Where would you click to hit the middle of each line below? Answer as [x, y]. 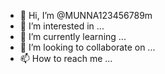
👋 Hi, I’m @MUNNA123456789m [86, 15]
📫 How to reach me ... [66, 58]
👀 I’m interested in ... [62, 26]
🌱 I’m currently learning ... [73, 36]
